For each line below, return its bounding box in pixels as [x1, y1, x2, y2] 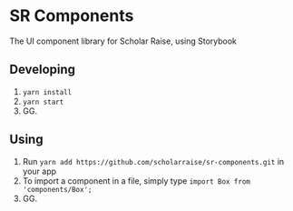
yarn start [22, 97, 64, 106]
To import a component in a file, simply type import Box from [22, 175, 251, 186]
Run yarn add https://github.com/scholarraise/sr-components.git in [22, 156, 285, 166]
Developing [9, 62, 75, 77]
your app [22, 166, 57, 176]
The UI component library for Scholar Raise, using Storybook [9, 35, 238, 46]
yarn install [22, 87, 73, 96]
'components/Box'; [22, 185, 93, 194]
